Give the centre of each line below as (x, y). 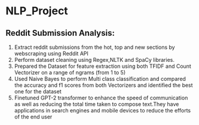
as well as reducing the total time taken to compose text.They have (97, 104)
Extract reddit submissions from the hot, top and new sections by (94, 47)
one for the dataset (38, 91)
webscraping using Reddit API (51, 54)
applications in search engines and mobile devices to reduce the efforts (102, 110)
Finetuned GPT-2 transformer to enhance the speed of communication (101, 98)
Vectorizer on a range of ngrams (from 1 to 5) (70, 72)
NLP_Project (37, 11)
